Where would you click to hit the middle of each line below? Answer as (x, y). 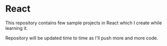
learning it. (17, 28)
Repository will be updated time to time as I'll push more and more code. (82, 38)
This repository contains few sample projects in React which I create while (84, 23)
